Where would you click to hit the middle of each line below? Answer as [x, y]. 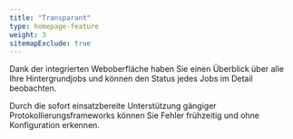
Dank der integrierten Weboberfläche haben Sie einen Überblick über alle [146, 69]
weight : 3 [28, 35]
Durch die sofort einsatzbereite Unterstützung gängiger [113, 106]
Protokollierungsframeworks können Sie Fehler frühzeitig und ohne [135, 115]
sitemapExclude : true [50, 43]
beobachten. [33, 88]
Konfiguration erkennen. [54, 125]
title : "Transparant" [50, 18]
